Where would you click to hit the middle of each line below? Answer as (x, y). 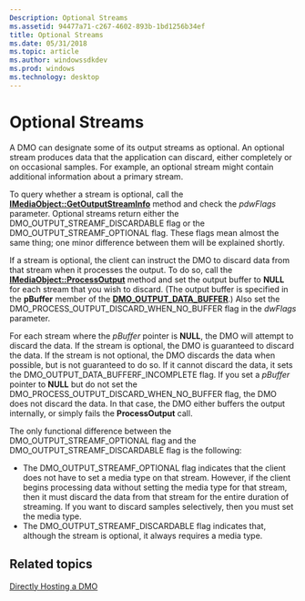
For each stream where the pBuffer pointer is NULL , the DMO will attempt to (152, 336)
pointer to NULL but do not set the (74, 384)
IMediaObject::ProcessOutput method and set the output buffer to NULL (147, 280)
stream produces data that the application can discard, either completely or (151, 157)
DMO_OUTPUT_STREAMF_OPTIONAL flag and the (103, 440)
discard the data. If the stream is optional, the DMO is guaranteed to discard (152, 345)
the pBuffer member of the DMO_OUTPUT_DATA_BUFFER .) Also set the (145, 299)
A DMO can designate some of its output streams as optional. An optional (147, 148)
